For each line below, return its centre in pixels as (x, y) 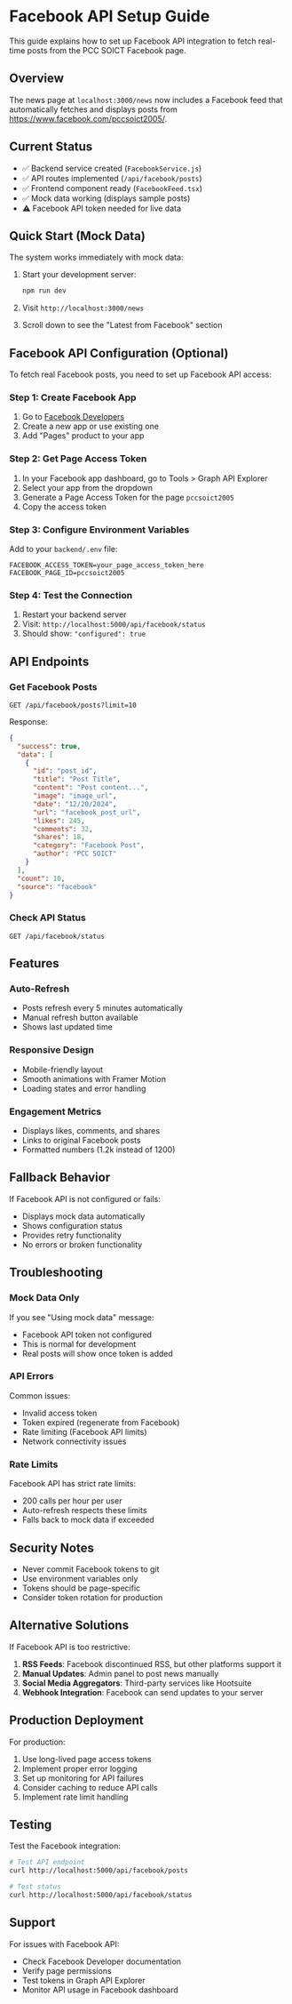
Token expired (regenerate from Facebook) (101, 1422)
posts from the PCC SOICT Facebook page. (107, 50)
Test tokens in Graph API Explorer (83, 1980)
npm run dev (44, 291)
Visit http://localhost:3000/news (83, 308)
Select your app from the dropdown (87, 487)
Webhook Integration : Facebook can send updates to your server (142, 1692)
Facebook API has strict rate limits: (72, 1484)
